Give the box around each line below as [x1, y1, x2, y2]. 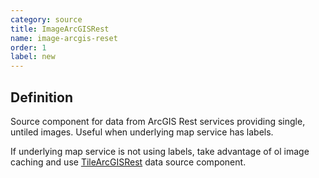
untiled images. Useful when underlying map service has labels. [10, 126, 274, 138]
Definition [10, 89, 73, 106]
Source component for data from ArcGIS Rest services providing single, [10, 115, 306, 127]
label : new [10, 52, 56, 62]
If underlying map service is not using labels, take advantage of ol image [10, 145, 310, 157]
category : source [10, 14, 83, 25]
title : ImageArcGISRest [10, 24, 110, 34]
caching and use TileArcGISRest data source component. [10, 156, 247, 168]
